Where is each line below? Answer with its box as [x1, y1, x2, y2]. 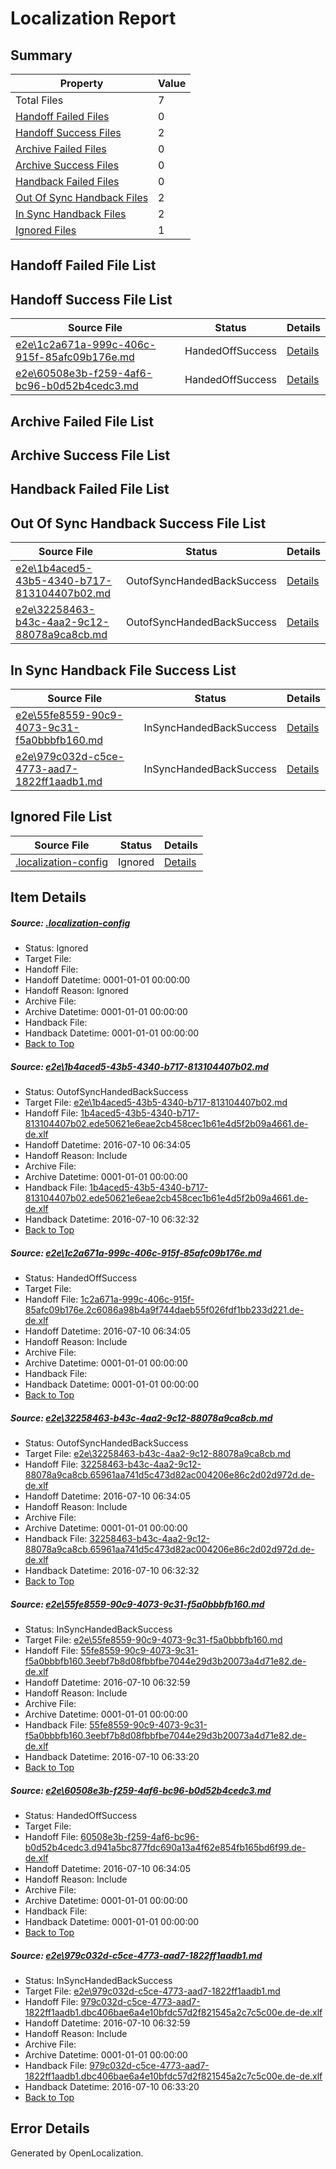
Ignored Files [15, 223, 77, 237]
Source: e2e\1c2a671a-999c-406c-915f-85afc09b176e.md [10, 1247, 262, 1259]
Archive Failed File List [10, 413, 155, 430]
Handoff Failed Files [15, 110, 110, 123]
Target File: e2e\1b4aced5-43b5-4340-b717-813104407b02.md [24, 1097, 288, 1109]
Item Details [10, 889, 87, 906]
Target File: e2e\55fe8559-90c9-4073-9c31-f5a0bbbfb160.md [24, 1634, 283, 1646]
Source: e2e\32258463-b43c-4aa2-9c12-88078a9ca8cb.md [10, 1412, 273, 1424]
